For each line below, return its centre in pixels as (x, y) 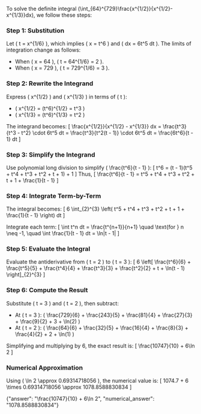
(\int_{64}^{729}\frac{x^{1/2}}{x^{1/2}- (125, 9)
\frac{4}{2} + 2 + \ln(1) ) (45, 334)
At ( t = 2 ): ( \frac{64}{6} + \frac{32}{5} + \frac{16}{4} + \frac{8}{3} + (102, 328)
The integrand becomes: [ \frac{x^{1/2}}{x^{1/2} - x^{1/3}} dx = (84, 126)
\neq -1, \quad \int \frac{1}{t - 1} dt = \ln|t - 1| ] (63, 233)
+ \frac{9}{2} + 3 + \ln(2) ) (47, 321)
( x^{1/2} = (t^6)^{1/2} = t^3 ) (50, 108)
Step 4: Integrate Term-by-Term (54, 196)
